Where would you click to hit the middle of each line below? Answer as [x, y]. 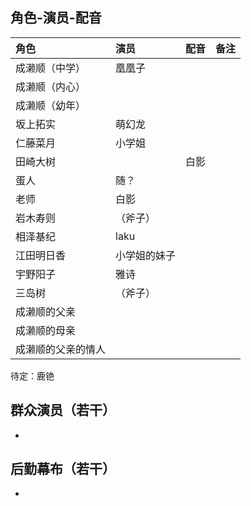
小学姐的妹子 [146, 255]
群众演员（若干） [63, 410]
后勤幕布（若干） [63, 469]
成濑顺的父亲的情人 [61, 349]
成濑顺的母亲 [46, 330]
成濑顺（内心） [51, 86]
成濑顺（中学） [51, 68]
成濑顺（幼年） [51, 105]
